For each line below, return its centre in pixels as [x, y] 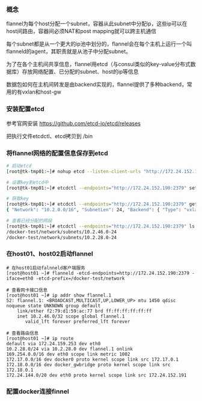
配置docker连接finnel [38, 391]
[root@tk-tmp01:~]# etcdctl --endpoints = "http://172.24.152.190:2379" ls [101, 226]
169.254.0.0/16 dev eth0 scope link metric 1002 [68, 354]
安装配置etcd [25, 109]
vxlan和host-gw [41, 92]
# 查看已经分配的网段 [29, 221]
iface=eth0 [20, 278]
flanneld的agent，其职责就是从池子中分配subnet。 [69, 52]
